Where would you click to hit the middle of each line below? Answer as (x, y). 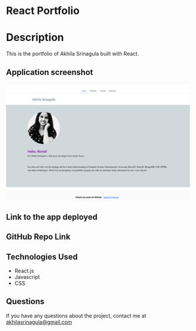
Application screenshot (50, 72)
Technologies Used (42, 256)
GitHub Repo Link (38, 237)
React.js (24, 271)
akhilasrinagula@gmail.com (39, 322)
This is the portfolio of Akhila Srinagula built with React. (72, 54)
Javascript (27, 277)
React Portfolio (43, 11)
